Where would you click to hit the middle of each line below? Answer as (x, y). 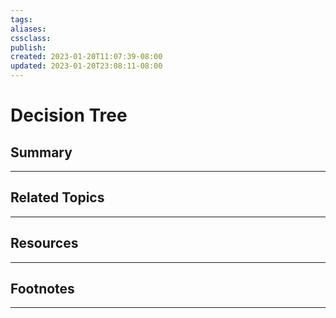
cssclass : (31, 38)
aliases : (28, 29)
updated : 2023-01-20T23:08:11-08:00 (86, 66)
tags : (21, 19)
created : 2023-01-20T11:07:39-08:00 (86, 57)
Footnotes (42, 289)
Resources (44, 243)
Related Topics (57, 197)
